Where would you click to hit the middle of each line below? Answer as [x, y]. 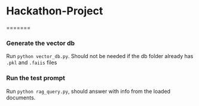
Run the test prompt [36, 78]
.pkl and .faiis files [32, 63]
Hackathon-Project [55, 11]
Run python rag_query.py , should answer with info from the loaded [88, 91]
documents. [21, 98]
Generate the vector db [41, 43]
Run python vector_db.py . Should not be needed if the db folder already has [100, 56]
